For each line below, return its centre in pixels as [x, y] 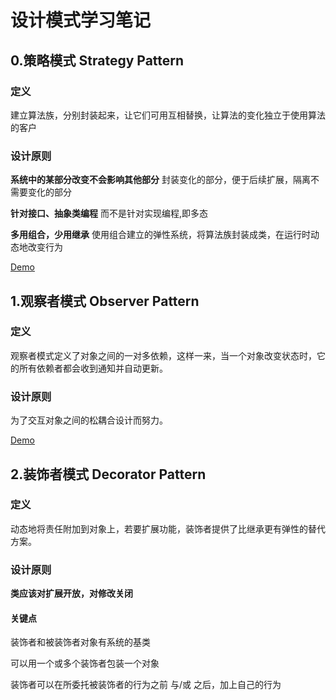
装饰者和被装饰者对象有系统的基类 [80, 642]
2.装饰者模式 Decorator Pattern [108, 474]
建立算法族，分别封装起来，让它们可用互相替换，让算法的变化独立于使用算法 [168, 115]
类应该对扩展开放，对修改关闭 [71, 593]
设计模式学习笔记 [81, 20]
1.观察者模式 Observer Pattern [105, 301]
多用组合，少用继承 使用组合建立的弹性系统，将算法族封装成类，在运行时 [160, 235]
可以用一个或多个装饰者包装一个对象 [85, 663]
